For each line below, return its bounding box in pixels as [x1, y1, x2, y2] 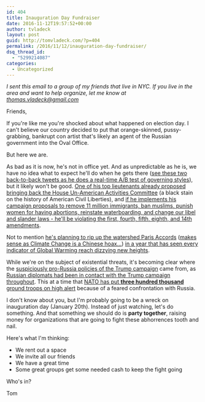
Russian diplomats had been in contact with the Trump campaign [6, 271, 171, 279]
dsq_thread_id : [6, 49, 45, 55]
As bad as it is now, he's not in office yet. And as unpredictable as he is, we [6, 163, 197, 171]
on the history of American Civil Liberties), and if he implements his [6, 196, 177, 203]
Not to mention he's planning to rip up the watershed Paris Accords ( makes [6, 234, 197, 241]
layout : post [6, 32, 40, 38]
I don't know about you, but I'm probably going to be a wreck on [6, 296, 169, 304]
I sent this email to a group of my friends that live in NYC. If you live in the [6, 83, 193, 90]
